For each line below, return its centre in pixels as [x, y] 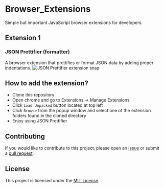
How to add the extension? [47, 83]
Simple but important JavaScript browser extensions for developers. [74, 23]
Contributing [25, 136]
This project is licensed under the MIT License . [52, 181]
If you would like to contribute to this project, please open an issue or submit [82, 148]
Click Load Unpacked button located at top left [58, 105]
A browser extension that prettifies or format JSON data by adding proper [79, 63]
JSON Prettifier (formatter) [37, 52]
